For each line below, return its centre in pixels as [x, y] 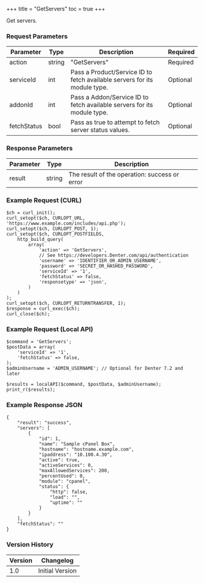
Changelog [58, 560]
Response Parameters [39, 148]
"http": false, [69, 492]
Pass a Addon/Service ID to [110, 97]
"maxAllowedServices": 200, [74, 471]
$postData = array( [31, 347]
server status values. [100, 130]
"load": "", [65, 497]
